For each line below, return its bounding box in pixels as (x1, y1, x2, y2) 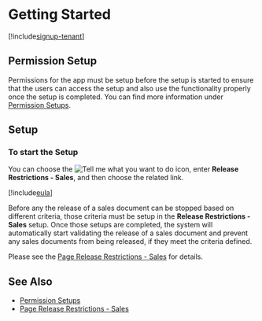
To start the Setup (8, 147, 79, 158)
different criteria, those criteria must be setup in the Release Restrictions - (8, 212, 251, 221)
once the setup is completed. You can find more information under (8, 92, 224, 101)
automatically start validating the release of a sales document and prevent (8, 228, 249, 238)
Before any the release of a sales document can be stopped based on (8, 203, 234, 213)
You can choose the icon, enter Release (8, 164, 239, 174)
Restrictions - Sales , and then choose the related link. (8, 173, 184, 183)
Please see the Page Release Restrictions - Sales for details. (8, 252, 203, 261)
